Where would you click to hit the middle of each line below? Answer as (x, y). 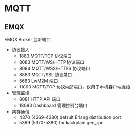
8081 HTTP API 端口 (40, 99)
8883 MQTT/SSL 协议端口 (46, 74)
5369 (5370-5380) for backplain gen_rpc (61, 122)
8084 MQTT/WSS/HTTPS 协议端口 (55, 68)
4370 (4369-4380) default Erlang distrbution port (70, 117)
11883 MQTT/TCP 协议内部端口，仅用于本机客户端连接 (74, 87)
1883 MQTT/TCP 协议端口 (46, 56)
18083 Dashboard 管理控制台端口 (53, 105)
